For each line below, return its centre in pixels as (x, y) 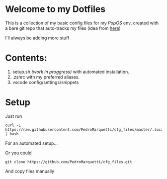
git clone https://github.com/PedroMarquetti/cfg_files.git (69, 162)
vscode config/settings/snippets (45, 82)
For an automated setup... (32, 143)
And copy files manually (30, 171)
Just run (14, 116)
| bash (12, 134)
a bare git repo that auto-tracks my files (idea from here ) (63, 28)
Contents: (26, 58)
